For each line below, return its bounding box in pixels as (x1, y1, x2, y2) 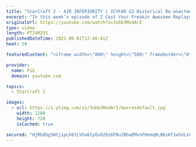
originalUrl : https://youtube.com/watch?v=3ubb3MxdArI (6, 19, 142, 25)
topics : (6, 83, 25, 89)
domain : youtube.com (11, 73, 61, 79)
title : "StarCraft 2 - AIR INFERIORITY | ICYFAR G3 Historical (6, 8, 163, 15)
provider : (6, 62, 30, 68)
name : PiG (11, 68, 35, 73)
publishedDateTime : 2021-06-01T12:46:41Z (6, 36, 108, 41)
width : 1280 (16, 110, 45, 116)
